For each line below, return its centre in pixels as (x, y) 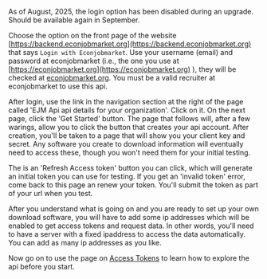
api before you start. (42, 267)
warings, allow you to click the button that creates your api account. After (129, 127)
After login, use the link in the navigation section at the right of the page (126, 102)
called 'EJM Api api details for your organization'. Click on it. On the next (127, 110)
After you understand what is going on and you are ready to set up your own (133, 209)
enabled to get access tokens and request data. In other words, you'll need (131, 226)
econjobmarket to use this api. (58, 86)
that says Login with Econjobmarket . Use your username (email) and (121, 52)
